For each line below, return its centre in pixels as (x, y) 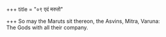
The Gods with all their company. (47, 27)
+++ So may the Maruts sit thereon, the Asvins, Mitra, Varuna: (83, 21)
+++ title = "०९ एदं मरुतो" (35, 9)
